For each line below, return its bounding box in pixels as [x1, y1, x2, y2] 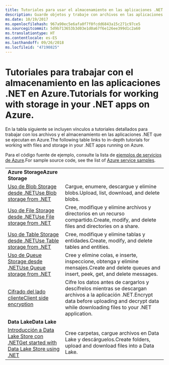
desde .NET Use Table [8, 237, 59, 244]
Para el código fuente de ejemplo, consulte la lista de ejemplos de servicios [5, 152, 162, 158]
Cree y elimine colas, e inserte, [65, 251, 138, 258]
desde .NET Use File [8, 213, 54, 220]
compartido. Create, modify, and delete [65, 216, 157, 223]
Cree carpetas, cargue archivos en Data [65, 329, 159, 336]
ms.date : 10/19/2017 [5, 17, 49, 22]
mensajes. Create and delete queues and [65, 264, 161, 271]
